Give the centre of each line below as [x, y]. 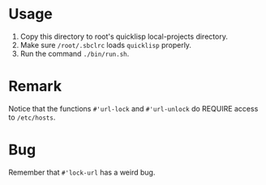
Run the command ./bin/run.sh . [75, 53]
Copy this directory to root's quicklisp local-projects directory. [124, 36]
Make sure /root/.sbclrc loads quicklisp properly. [106, 44]
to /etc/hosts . [32, 117]
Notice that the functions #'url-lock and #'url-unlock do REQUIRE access [133, 108]
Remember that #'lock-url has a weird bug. [82, 172]
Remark [35, 86]
